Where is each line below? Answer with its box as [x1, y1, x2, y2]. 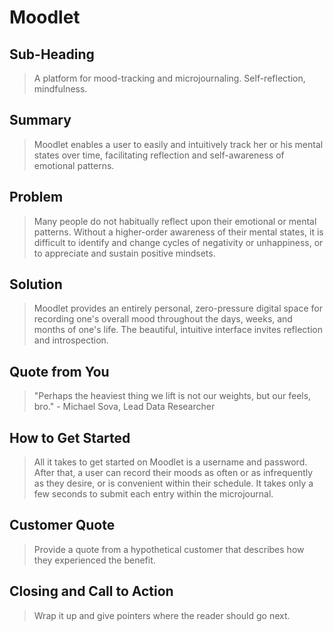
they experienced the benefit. [33, 554, 156, 566]
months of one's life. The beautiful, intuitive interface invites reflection [33, 324, 323, 336]
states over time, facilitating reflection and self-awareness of [33, 149, 285, 161]
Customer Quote [9, 517, 116, 534]
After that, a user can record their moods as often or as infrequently [33, 467, 314, 479]
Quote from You [9, 363, 110, 380]
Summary [9, 112, 72, 129]
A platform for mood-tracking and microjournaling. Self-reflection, [33, 72, 306, 84]
